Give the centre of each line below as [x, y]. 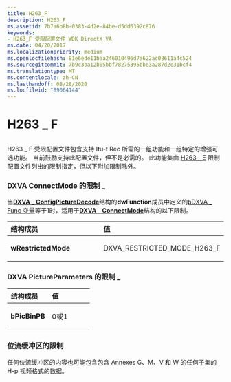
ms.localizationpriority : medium [55, 52]
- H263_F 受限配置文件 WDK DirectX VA [59, 39]
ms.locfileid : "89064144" [44, 90]
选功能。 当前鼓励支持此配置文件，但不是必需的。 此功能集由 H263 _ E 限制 [113, 157]
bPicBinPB [28, 316]
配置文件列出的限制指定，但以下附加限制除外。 [73, 166]
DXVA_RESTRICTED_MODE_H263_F [162, 248]
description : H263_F [37, 20]
